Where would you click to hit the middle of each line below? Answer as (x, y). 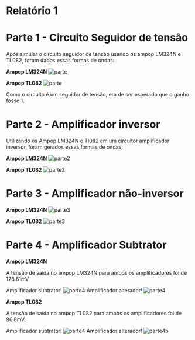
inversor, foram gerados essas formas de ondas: (64, 147)
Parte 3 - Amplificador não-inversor (95, 194)
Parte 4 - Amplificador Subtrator (86, 245)
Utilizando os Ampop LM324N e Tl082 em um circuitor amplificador (88, 141)
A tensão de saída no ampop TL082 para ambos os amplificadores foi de (94, 313)
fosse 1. (15, 101)
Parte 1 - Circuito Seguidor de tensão (97, 38)
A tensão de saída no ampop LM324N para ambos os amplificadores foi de (97, 272)
